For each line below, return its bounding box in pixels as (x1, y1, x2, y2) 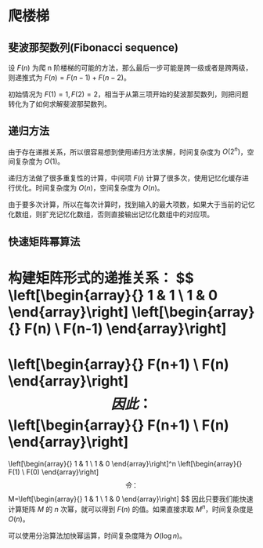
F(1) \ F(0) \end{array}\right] (8, 467, 99, 477)
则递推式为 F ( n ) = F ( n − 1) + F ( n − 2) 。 (8, 73, 131, 82)
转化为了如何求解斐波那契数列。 (8, 100, 111, 108)
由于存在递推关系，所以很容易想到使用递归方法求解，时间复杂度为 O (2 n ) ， (8, 146, 248, 157)
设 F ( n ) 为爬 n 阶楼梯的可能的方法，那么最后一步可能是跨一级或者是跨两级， (8, 64, 253, 72)
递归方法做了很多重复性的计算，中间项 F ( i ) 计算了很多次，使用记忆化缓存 (8, 173, 243, 183)
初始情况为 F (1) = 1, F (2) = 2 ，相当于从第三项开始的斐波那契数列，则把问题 (8, 89, 249, 99)
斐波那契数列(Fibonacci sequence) (8, 41, 178, 54)
